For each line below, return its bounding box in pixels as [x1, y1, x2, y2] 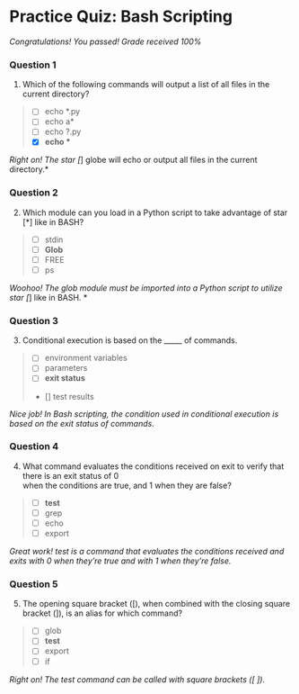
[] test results [44, 391, 94, 401]
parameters [44, 363, 88, 374]
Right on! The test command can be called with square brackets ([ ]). [9, 673, 266, 685]
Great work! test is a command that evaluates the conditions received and [9, 546, 285, 557]
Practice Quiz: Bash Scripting [9, 6, 233, 27]
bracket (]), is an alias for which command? [22, 608, 182, 618]
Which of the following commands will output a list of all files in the [22, 79, 270, 90]
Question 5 [9, 578, 58, 590]
